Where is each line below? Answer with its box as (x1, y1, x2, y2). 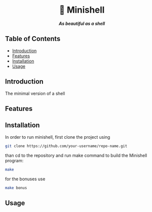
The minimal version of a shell (5, 90, 65, 96)
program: (5, 157, 24, 163)
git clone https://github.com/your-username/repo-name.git (5, 144, 128, 148)
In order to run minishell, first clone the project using (5, 134, 111, 140)
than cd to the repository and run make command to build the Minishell (5, 152, 147, 158)
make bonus (5, 185, 27, 190)
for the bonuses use (5, 176, 45, 182)
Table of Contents (5, 35, 61, 43)
